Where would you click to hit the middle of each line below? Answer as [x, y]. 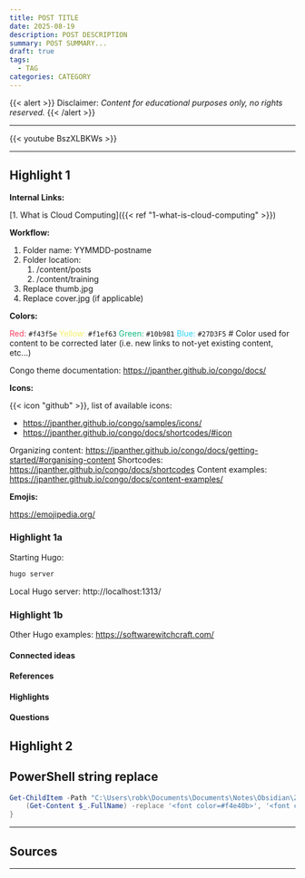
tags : [20, 60]
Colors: [24, 316]
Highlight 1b [36, 615]
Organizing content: [46, 450]
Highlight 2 [41, 746]
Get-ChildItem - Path [49, 798]
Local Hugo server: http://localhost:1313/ [85, 591]
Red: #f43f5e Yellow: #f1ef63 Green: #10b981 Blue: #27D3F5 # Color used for [149, 333]
